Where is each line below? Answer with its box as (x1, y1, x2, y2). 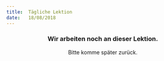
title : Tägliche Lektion (6, 9, 72, 15)
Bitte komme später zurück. (68, 48, 138, 56)
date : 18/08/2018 (6, 15, 56, 21)
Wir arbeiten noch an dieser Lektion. (47, 35, 158, 43)
